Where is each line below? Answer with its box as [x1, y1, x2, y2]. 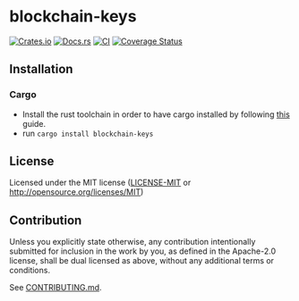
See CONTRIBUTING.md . [9, 282, 102, 293]
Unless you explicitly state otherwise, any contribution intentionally [9, 237, 256, 247]
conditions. [9, 265, 51, 276]
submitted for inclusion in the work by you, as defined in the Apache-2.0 [9, 246, 276, 256]
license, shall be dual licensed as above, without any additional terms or [9, 255, 275, 266]
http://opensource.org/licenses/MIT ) [9, 187, 144, 197]
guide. [21, 118, 47, 129]
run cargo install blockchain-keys [21, 128, 154, 138]
